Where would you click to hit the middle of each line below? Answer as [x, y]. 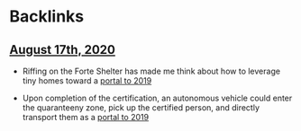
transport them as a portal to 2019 [86, 117]
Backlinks [47, 17]
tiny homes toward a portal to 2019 [87, 81]
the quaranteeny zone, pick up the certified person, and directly [141, 108]
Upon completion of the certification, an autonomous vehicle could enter [157, 98]
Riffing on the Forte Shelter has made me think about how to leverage [151, 71]
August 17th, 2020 [62, 50]
